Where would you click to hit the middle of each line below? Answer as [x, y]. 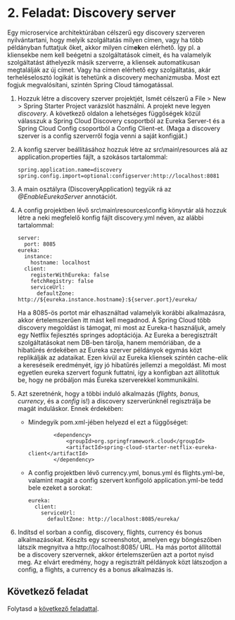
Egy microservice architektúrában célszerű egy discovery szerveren [106, 32]
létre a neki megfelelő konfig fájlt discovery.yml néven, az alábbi [110, 217]
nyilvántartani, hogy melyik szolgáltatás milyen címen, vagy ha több [106, 39]
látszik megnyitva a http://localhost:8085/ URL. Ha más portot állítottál [119, 547]
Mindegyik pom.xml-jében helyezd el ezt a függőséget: [108, 422]
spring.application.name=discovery [70, 170]
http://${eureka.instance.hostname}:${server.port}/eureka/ [107, 299]
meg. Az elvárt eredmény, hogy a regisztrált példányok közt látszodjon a [122, 562]
